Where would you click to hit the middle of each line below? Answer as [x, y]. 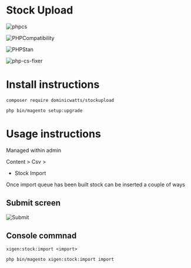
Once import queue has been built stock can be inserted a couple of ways [95, 184]
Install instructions [53, 85]
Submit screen [33, 203]
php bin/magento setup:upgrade [44, 110]
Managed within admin [34, 150]
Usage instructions [53, 134]
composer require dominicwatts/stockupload [60, 100]
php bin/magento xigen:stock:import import [60, 260]
